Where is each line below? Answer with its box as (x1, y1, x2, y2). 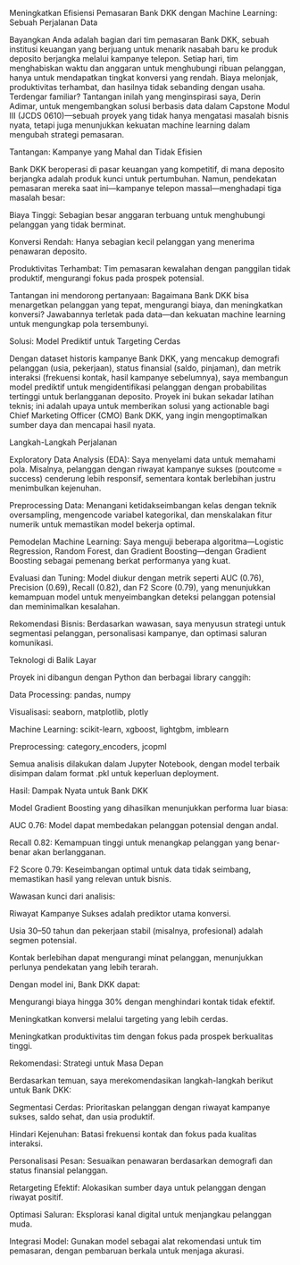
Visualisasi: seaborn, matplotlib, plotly (9, 707, 149, 717)
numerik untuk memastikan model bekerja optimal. (9, 519, 196, 530)
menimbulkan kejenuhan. (9, 482, 102, 493)
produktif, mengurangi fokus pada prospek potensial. (9, 272, 204, 283)
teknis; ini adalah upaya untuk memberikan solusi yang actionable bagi (9, 401, 270, 411)
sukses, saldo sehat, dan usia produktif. (9, 1111, 155, 1122)
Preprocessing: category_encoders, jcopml (9, 741, 167, 751)
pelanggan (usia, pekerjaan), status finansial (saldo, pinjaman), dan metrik (9, 363, 281, 373)
